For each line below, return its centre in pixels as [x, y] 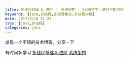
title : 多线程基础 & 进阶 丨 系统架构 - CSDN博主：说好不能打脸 [64, 10]
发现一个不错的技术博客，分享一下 [40, 42]
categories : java [23, 28]
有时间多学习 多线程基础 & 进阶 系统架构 [46, 53]
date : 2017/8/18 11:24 [28, 19]
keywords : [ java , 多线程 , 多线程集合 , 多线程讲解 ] [50, 14]
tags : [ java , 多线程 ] [25, 23]
